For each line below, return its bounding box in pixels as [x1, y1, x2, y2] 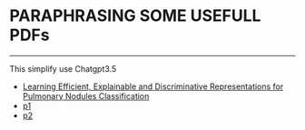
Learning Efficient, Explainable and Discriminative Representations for [22, 81, 284, 92]
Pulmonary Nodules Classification [22, 90, 150, 101]
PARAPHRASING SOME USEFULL [9, 5, 261, 26]
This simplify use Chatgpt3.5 [9, 63, 117, 74]
